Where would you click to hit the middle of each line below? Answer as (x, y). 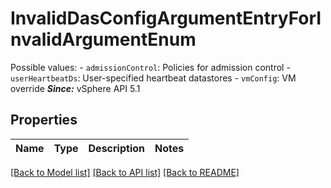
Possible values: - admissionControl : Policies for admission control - (150, 67)
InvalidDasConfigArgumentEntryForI (166, 18)
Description (116, 148)
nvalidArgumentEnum (103, 39)
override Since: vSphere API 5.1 (75, 88)
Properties (44, 120)
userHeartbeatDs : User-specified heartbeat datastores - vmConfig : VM (153, 78)
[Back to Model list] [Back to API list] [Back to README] (125, 172)
